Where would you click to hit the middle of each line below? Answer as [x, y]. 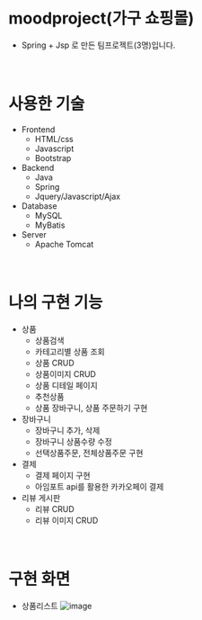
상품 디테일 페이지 [66, 385]
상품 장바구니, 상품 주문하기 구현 [91, 408]
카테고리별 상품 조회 [70, 351]
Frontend [38, 129]
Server [34, 234]
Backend [38, 167]
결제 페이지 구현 [62, 475]
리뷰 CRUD [55, 508]
